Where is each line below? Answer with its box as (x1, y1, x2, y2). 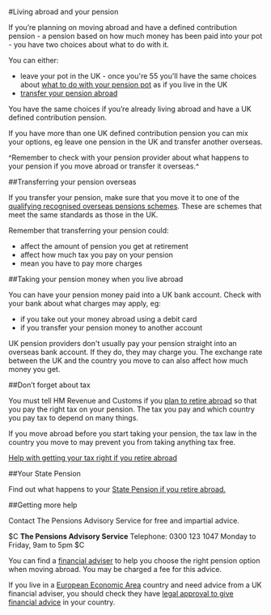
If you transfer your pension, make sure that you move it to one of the (8, 193, 240, 202)
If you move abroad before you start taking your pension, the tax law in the (8, 429, 257, 438)
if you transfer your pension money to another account (19, 323, 203, 332)
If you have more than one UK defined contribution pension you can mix (8, 129, 248, 138)
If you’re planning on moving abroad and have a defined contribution (8, 23, 237, 32)
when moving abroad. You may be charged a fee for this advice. (8, 565, 222, 574)
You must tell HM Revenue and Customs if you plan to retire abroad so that (8, 396, 257, 405)
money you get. (8, 365, 61, 374)
